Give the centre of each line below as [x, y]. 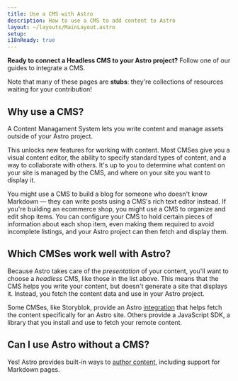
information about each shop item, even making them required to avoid [111, 223]
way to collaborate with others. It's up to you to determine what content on [116, 165]
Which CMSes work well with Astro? [89, 254]
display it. [21, 180]
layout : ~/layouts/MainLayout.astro [61, 27]
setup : [17, 34]
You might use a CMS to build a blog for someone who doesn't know [107, 194]
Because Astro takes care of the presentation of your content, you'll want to [118, 271]
